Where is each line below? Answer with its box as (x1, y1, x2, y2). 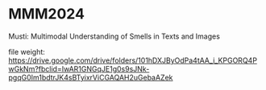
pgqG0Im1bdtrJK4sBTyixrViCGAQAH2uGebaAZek (8, 72, 173, 82)
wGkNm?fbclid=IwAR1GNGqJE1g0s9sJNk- (8, 63, 150, 73)
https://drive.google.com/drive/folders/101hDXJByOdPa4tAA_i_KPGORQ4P (8, 55, 258, 65)
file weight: (8, 47, 46, 56)
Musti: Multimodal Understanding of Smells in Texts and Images (8, 31, 220, 41)
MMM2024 (8, 5, 85, 23)
